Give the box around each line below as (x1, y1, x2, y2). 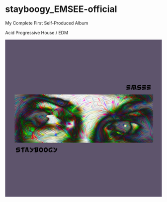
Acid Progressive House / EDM (5, 29, 69, 35)
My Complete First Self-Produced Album (5, 20, 88, 26)
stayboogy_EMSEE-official (5, 3, 117, 15)
